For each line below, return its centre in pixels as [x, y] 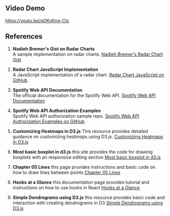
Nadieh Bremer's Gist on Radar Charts [54, 49]
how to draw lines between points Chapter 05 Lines [66, 172]
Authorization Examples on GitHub [48, 121]
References [24, 37]
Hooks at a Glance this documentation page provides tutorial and [81, 182]
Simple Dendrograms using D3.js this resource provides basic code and [89, 197]
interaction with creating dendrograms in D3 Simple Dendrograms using [88, 203]
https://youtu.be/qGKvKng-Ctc [37, 20]
